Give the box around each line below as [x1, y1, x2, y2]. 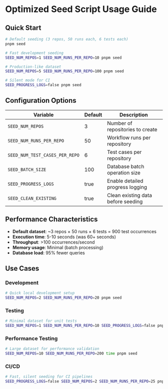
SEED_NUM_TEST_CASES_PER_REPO [7, 152, 80, 158]
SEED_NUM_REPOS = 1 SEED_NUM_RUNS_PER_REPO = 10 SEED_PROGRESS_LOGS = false [5, 323, 155, 328]
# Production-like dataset [5, 64, 61, 69]
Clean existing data [106, 191, 152, 199]
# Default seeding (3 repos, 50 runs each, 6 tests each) [5, 37, 128, 42]
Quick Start [5, 24, 41, 32]
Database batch [106, 163, 144, 170]
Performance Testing [5, 335, 58, 342]
